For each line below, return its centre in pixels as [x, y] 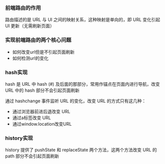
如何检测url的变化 [30, 58]
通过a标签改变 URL [32, 118]
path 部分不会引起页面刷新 [32, 156]
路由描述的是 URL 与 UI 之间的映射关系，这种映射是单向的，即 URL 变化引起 [83, 20]
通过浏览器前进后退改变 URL [41, 111]
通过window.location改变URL [42, 124]
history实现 [19, 138]
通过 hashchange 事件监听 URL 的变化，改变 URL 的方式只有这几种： [76, 101]
